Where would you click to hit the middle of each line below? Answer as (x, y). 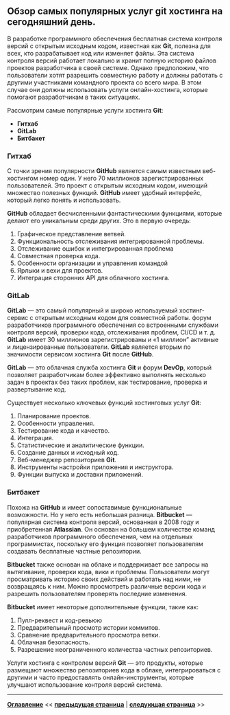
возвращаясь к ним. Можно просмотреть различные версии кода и (107, 586)
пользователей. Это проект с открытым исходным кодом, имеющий (107, 185)
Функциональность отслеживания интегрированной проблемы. (111, 241)
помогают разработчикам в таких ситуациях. (74, 97)
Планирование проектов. (54, 416)
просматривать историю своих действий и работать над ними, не (104, 579)
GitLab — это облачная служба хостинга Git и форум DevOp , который (110, 367)
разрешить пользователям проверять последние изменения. (97, 593)
